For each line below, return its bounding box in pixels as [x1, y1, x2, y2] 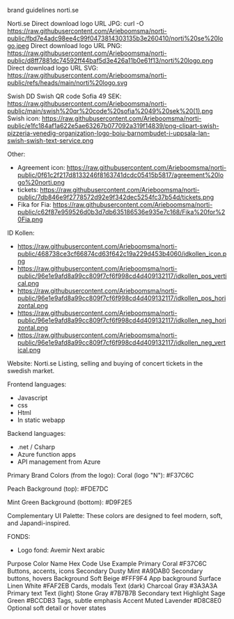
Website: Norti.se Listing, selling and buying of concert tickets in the [7, 359, 203, 368]
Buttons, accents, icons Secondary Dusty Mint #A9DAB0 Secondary [7, 567, 203, 575]
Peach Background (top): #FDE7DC [7, 485, 109, 493]
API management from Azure [17, 457, 101, 466]
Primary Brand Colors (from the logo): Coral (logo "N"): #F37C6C [7, 471, 194, 479]
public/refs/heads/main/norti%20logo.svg [7, 79, 127, 86]
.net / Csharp [17, 443, 56, 451]
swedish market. [7, 367, 55, 375]
